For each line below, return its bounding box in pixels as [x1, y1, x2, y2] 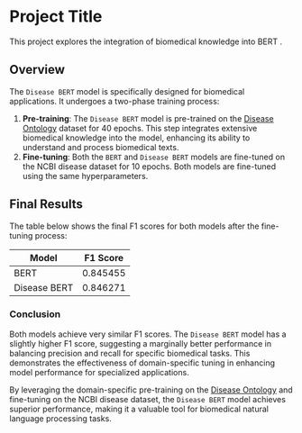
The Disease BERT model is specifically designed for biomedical [9, 86, 245, 96]
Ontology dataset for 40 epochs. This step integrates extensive [22, 122, 258, 133]
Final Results [9, 196, 84, 212]
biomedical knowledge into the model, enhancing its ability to [22, 132, 251, 143]
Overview [9, 62, 66, 77]
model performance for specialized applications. [9, 366, 189, 377]
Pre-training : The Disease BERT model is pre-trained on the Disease [22, 113, 274, 123]
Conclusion [9, 308, 61, 320]
